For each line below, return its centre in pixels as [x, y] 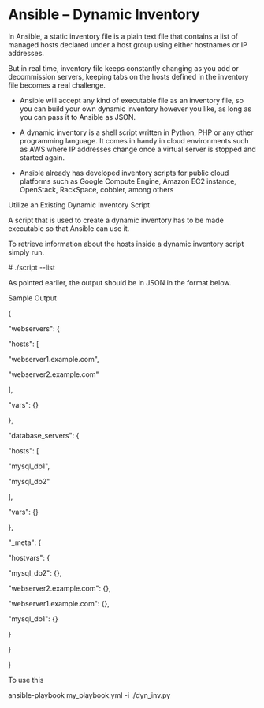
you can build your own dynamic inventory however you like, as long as [136, 109]
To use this [26, 680]
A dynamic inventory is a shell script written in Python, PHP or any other [136, 132]
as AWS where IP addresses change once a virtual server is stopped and [138, 149]
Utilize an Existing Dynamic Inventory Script [79, 205]
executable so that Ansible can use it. [69, 228]
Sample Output [33, 298]
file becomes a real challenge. [57, 85]
